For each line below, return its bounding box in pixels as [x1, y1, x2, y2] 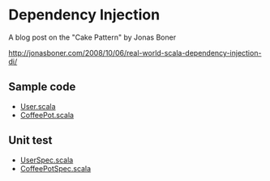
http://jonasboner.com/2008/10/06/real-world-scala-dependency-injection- [8, 48, 262, 57]
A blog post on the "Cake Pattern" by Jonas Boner [8, 32, 177, 42]
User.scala [19, 101, 56, 111]
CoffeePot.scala [19, 110, 75, 120]
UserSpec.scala [19, 155, 74, 165]
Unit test [8, 133, 53, 147]
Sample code [8, 80, 76, 94]
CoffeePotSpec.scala [19, 163, 92, 173]
